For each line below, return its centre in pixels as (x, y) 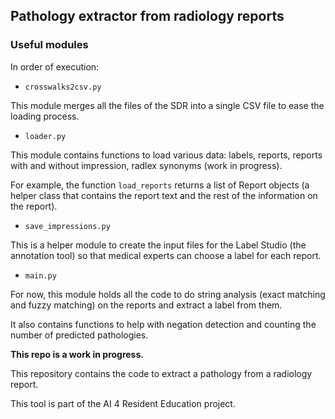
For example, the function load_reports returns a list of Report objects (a (160, 185)
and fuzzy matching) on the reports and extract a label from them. (146, 305)
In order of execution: (55, 66)
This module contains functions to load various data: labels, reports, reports (166, 155)
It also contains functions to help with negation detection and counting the (163, 324)
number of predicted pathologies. (79, 335)
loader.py (45, 136)
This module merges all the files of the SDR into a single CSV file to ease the (167, 105)
